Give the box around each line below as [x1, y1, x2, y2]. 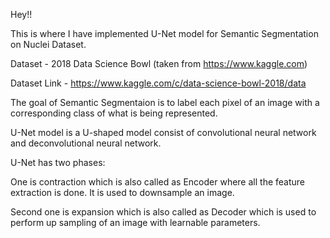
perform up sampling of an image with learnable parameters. [10, 217, 261, 228]
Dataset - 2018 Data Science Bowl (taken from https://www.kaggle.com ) [10, 58, 308, 69]
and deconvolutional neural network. [10, 137, 162, 149]
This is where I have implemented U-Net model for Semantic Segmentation [10, 28, 319, 39]
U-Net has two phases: [10, 157, 106, 168]
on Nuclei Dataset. [10, 39, 87, 50]
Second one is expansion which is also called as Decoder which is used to [10, 206, 317, 218]
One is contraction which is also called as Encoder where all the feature [10, 176, 305, 188]
